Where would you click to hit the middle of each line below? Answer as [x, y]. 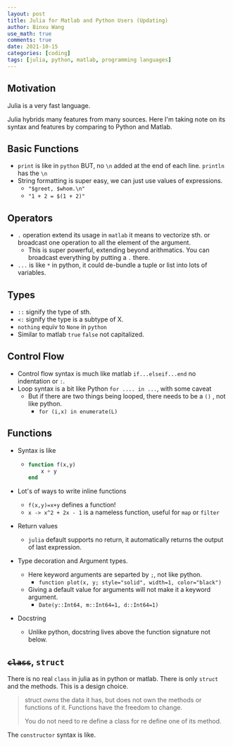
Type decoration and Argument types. [73, 561]
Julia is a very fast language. [49, 105]
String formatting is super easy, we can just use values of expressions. [120, 181]
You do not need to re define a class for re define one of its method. [123, 721]
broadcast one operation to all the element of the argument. [104, 243]
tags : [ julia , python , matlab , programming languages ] [89, 60]
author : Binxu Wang [36, 27]
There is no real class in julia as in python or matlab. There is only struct [113, 679]
